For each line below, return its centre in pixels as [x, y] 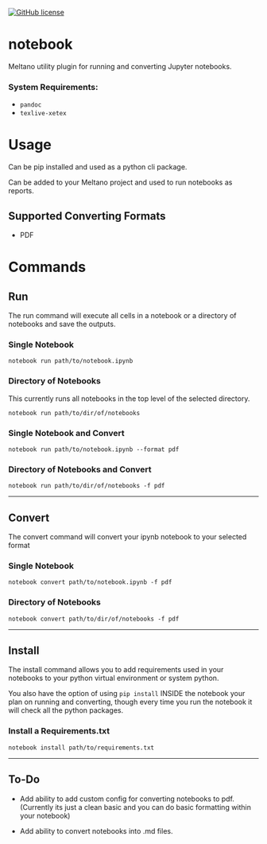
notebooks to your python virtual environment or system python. [114, 678]
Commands [47, 267]
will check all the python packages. [66, 710]
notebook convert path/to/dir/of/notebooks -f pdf [94, 619]
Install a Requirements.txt [59, 731]
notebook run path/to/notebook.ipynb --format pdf [94, 449]
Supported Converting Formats [87, 216]
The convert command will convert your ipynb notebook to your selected [128, 536]
